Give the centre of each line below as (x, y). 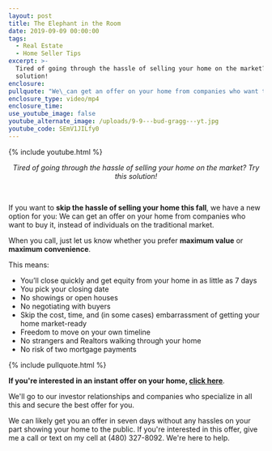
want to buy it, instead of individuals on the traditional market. (111, 224)
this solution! (136, 176)
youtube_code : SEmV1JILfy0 (54, 129)
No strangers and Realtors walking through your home (110, 340)
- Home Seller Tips (49, 53)
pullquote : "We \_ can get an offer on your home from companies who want (134, 91)
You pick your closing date (64, 289)
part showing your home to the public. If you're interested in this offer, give (133, 429)
